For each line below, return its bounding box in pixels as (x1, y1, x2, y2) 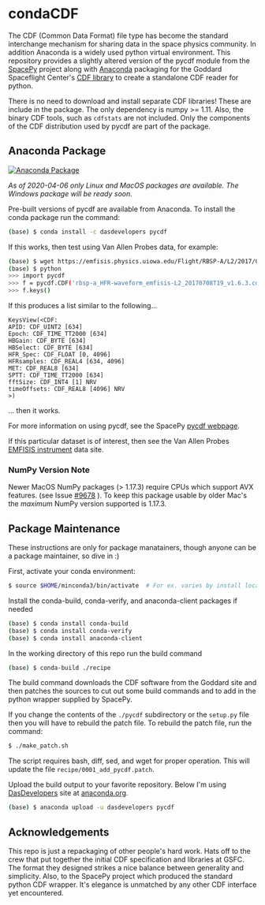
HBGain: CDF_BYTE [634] (8, 337, 87, 344)
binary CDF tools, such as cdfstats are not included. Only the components (8, 113, 251, 122)
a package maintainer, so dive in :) (8, 551, 120, 561)
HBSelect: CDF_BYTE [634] (8, 344, 93, 352)
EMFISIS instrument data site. (8, 445, 104, 454)
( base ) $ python (8, 265, 62, 273)
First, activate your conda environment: (8, 567, 136, 576)
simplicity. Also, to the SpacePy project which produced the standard (8, 872, 233, 881)
